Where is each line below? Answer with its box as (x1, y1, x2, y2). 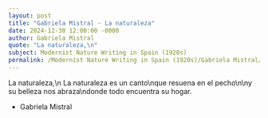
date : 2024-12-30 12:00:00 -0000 (8, 26, 120, 34)
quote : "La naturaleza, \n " (8, 41, 98, 49)
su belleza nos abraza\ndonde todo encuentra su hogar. (8, 86, 192, 96)
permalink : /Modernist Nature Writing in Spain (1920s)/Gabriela (8, 57, 230, 65)
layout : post (8, 11, 52, 20)
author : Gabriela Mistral (8, 33, 94, 42)
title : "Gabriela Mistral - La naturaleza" (8, 19, 156, 27)
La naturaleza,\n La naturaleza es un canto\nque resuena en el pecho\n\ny (8, 77, 253, 88)
